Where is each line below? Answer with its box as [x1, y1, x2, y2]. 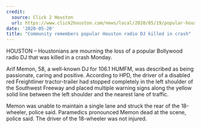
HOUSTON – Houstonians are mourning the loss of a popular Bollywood [6, 47, 183, 54]
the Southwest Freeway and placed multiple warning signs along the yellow [6, 84, 192, 92]
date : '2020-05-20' [6, 25, 55, 32]
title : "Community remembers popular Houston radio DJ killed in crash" [6, 31, 191, 37]
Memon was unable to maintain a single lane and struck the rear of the [6, 102, 180, 109]
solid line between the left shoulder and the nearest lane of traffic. [6, 91, 169, 98]
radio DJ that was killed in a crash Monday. [6, 54, 112, 61]
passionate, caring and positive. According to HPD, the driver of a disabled [6, 72, 190, 79]
